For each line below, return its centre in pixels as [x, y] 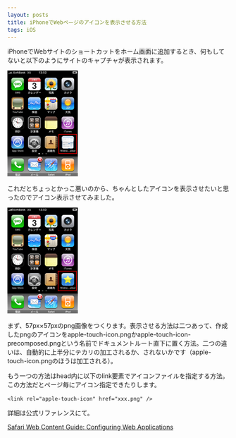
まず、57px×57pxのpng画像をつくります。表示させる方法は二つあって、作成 [118, 326]
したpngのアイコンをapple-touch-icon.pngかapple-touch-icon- [99, 334]
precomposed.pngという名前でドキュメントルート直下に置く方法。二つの [114, 343]
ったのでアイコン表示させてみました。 [63, 197]
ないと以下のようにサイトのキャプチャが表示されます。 [87, 61]
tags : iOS [22, 30]
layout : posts [28, 15]
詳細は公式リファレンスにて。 [50, 413]
